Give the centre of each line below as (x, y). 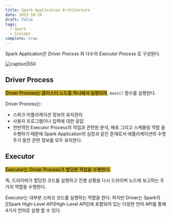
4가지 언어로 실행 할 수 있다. (33, 210)
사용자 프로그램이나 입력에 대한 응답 (48, 121)
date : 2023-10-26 (24, 15)
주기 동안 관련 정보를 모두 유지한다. (47, 140)
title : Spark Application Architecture (48, 10)
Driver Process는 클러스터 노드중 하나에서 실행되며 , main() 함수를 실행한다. (81, 93)
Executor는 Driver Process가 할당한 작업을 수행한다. (58, 169)
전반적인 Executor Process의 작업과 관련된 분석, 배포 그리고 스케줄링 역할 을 (89, 127)
